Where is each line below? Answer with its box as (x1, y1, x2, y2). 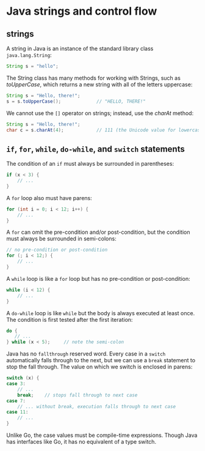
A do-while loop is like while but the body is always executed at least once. (6, 309, 195, 316)
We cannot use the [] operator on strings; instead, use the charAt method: (6, 109, 194, 117)
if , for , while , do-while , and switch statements (6, 144, 185, 154)
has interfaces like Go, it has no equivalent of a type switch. (6, 438, 157, 445)
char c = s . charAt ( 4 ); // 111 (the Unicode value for (6, 127, 176, 133)
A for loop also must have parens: (6, 194, 93, 201)
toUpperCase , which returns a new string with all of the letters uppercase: (6, 81, 193, 88)
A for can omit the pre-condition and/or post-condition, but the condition (6, 228, 190, 236)
